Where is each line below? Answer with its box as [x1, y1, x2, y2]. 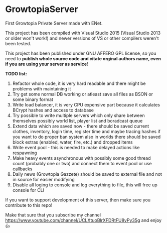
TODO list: [5, 70, 28, 76]
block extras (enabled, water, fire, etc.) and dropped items [12, 139, 133, 145]
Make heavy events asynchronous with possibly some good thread [12, 155, 151, 161]
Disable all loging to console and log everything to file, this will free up [12, 182, 158, 188]
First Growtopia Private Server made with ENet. [5, 20, 103, 26]
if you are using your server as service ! [5, 61, 89, 67]
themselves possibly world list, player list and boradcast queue [12, 118, 143, 124]
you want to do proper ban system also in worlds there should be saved [12, 134, 161, 140]
